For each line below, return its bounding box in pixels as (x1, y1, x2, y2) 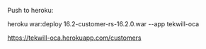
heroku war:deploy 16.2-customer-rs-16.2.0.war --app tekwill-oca (7, 20, 200, 28)
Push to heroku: (7, 6, 54, 14)
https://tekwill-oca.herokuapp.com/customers (7, 33, 142, 42)
